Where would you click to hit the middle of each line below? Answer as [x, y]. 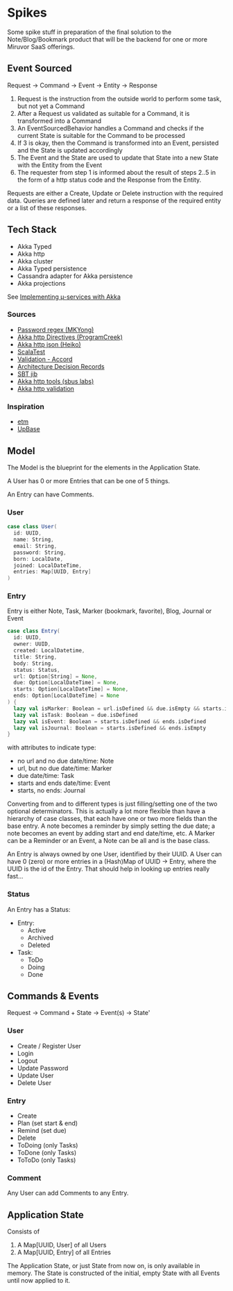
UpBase [28, 429]
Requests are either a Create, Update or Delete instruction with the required [115, 193]
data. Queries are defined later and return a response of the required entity [114, 200]
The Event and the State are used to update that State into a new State [118, 157]
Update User [35, 1075]
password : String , [40, 553]
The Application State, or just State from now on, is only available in [104, 1266]
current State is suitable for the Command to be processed [101, 135]
